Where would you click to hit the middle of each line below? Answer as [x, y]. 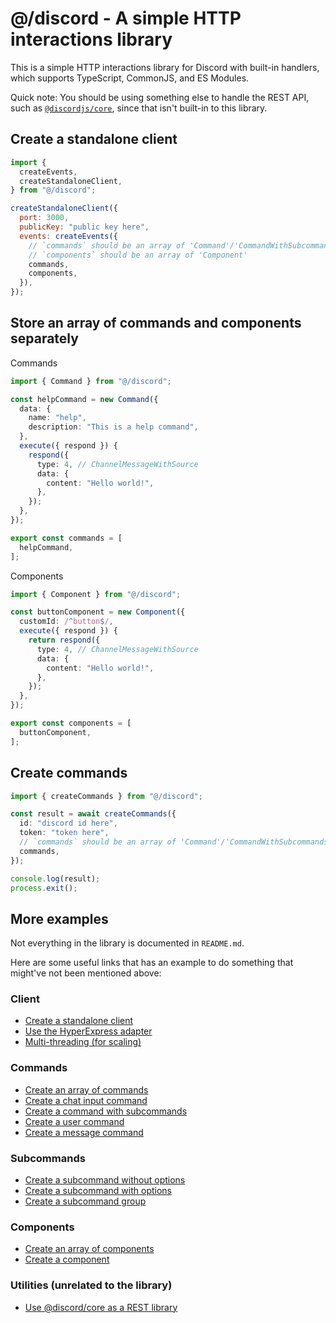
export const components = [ [71, 723]
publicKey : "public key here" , [84, 227]
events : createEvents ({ [68, 236]
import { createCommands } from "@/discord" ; [106, 796]
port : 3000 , [44, 218]
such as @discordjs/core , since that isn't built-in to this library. [139, 108]
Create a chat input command [86, 1100]
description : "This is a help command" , [113, 427]
